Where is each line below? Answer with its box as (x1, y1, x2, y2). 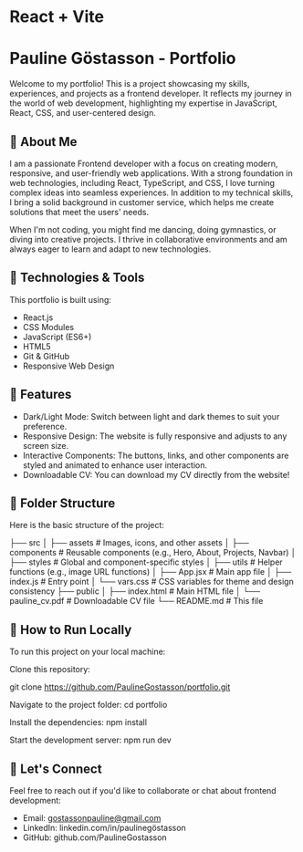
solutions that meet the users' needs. (9, 206, 149, 217)
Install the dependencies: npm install (9, 717, 148, 728)
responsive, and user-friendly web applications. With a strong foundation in (9, 167, 294, 179)
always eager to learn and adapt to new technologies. (9, 244, 212, 255)
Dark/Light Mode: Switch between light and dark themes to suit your (22, 410, 280, 421)
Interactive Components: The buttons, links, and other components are (22, 450, 289, 461)
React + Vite (9, 6, 105, 27)
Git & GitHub (22, 350, 70, 361)
